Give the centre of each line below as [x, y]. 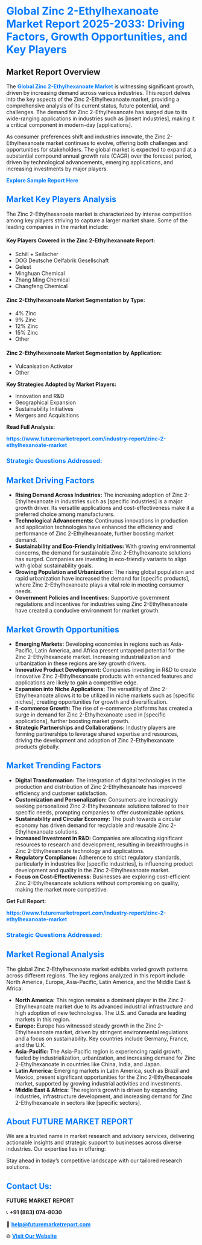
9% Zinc [25, 320]
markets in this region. [43, 1019]
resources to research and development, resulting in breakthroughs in [102, 844]
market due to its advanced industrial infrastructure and [124, 1006]
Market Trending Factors [54, 766]
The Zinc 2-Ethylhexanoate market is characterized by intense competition [99, 214]
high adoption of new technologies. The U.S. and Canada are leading [101, 1012]
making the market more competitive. [62, 889]
